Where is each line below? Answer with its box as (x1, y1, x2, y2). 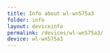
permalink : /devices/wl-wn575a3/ (7, 29, 104, 36)
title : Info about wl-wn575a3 (7, 10, 95, 17)
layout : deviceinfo (7, 23, 64, 30)
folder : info (7, 17, 45, 23)
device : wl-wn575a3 (7, 36, 64, 43)
